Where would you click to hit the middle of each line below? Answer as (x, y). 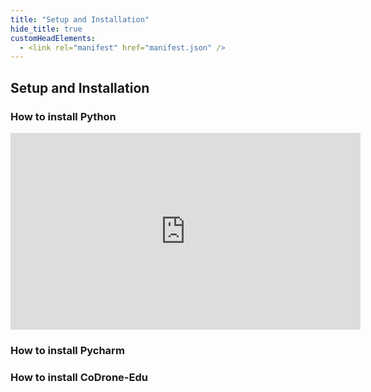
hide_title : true (46, 29)
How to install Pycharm (67, 350)
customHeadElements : (53, 38)
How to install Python (63, 116)
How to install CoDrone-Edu (79, 377)
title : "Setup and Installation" (80, 19)
